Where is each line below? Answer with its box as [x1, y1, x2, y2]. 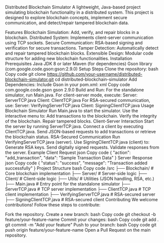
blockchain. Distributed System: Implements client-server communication [5, 34, 154, 40]
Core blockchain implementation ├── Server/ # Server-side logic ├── [5, 171, 147, 176]
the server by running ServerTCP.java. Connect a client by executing [5, 123, 144, 129]
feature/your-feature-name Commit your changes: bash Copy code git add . [5, 216, 159, 222]
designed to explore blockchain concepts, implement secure [5, 15, 128, 20]
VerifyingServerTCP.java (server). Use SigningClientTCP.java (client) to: [5, 139, 150, 145]
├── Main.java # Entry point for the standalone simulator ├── [5, 181, 131, 186]
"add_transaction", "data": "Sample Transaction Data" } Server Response [5, 155, 153, 160]
